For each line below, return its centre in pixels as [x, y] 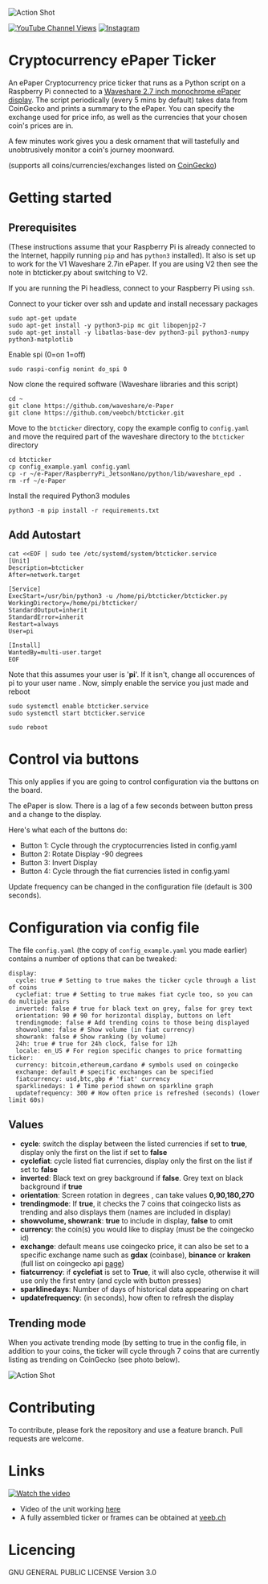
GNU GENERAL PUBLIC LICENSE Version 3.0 [82, 1573]
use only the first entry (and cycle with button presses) [111, 1281]
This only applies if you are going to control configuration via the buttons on [134, 782]
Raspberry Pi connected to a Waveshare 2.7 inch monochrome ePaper [124, 91]
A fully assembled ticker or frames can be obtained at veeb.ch [123, 1518]
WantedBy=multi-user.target [55, 652]
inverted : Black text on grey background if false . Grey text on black [132, 1178]
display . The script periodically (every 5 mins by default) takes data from [128, 100]
